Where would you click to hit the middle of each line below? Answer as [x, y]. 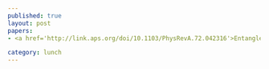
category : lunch [35, 53]
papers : [20, 30]
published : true [35, 16]
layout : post [29, 23]
